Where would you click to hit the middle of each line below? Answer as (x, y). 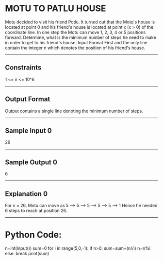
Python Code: (33, 235)
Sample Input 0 (28, 130)
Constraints (23, 68)
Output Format (28, 99)
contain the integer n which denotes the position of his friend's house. (75, 48)
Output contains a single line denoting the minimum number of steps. (74, 111)
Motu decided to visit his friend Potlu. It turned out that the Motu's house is (80, 22)
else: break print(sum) (27, 253)
